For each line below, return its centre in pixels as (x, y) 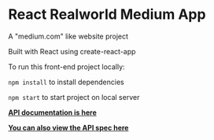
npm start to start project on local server (74, 97)
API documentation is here (52, 112)
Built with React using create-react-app (72, 51)
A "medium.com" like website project (68, 36)
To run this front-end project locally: (66, 66)
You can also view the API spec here (68, 127)
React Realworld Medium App (107, 15)
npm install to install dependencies (66, 82)
